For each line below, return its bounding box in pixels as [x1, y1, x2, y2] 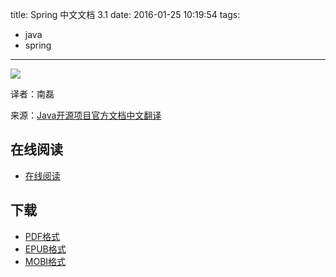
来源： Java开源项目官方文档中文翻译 [10, 109, 162, 121]
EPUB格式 [24, 243, 67, 255]
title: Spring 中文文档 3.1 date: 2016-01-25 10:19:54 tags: [10, 9, 241, 20]
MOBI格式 [24, 255, 67, 267]
